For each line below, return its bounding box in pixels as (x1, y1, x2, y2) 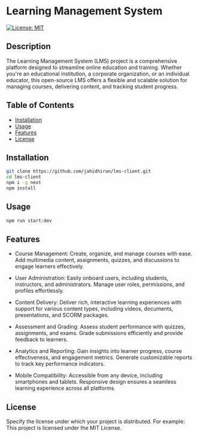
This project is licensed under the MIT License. (6, 424, 122, 432)
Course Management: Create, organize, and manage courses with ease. (14, 250, 193, 257)
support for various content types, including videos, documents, (14, 305, 173, 312)
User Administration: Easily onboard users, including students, (14, 275, 169, 282)
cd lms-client (6, 174, 42, 180)
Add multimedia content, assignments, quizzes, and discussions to (14, 257, 179, 264)
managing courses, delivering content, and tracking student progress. (6, 83, 178, 90)
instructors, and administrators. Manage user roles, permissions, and (14, 281, 185, 288)
